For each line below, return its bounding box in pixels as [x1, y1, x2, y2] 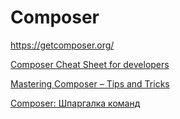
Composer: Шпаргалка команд [10, 97, 141, 109]
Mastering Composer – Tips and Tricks [10, 77, 170, 90]
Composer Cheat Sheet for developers [10, 58, 170, 70]
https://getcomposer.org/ [10, 39, 115, 51]
